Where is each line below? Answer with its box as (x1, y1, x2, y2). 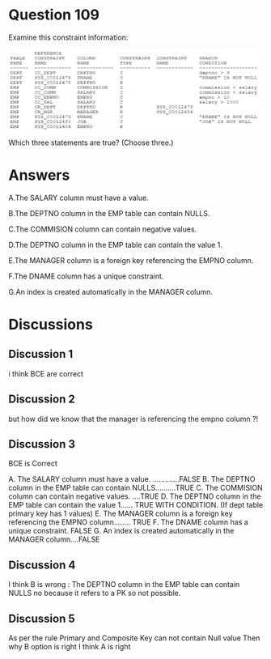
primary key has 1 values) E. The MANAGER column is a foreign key (8, 508, 233, 519)
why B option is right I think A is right (8, 642, 131, 651)
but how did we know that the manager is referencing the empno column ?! (8, 414, 259, 423)
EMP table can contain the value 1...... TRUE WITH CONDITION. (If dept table (8, 500, 264, 510)
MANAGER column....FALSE (8, 534, 100, 544)
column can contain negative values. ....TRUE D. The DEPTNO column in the (8, 491, 261, 501)
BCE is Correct (8, 459, 58, 469)
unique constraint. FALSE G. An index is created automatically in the (8, 526, 235, 536)
